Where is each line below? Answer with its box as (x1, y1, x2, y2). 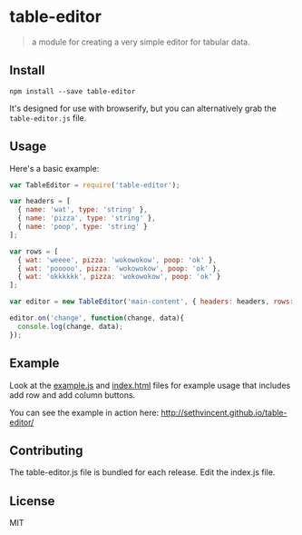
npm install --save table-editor (9, 86, 136, 96)
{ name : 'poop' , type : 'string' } (17, 223, 148, 232)
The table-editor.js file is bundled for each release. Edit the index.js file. (9, 467, 276, 478)
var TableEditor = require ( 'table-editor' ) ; (9, 180, 180, 190)
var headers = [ (9, 197, 71, 206)
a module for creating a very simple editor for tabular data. (31, 36, 251, 47)
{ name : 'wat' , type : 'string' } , (17, 205, 148, 214)
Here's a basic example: (9, 163, 100, 173)
